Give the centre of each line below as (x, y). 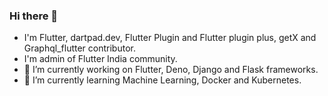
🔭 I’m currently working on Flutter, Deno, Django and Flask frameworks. (171, 70)
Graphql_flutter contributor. (79, 48)
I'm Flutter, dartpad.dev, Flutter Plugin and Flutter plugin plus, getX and (170, 38)
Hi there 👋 (34, 16)
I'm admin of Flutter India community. (100, 59)
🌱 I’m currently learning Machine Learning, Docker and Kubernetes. (162, 80)
